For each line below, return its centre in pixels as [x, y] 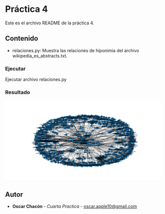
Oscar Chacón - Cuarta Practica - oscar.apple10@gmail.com [75, 207]
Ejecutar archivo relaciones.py [36, 79]
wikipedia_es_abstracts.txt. [40, 56]
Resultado [18, 92]
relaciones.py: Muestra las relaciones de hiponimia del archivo [76, 50]
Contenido [22, 38]
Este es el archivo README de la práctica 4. [50, 23]
